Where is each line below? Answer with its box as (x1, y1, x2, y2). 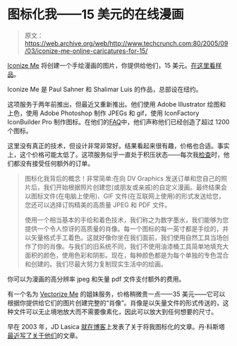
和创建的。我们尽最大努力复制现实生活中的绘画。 (24, 259, 167, 268)
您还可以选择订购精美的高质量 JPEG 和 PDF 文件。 (24, 201, 171, 209)
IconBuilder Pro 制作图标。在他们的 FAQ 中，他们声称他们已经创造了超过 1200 (7, 117, 230, 126)
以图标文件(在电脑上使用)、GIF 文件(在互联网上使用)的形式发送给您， (24, 191, 225, 200)
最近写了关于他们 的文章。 (7, 331, 82, 340)
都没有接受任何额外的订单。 (13, 159, 94, 167)
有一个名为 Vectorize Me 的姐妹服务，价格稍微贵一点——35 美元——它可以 (7, 290, 226, 298)
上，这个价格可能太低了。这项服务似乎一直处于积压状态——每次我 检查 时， (7, 150, 224, 159)
